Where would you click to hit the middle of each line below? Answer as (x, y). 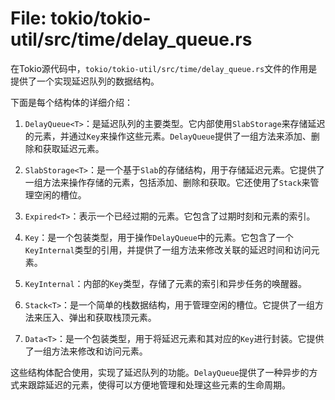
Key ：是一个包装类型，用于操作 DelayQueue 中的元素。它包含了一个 (159, 237)
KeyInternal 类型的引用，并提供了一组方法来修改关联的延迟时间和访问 (168, 249)
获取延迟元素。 (73, 148)
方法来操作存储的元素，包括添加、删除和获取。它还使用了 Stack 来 (176, 182)
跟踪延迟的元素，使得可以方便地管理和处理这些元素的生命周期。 (159, 384)
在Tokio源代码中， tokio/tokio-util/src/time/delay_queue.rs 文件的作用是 (164, 68)
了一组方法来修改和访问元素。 (86, 351)
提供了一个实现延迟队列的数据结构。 (85, 81)
